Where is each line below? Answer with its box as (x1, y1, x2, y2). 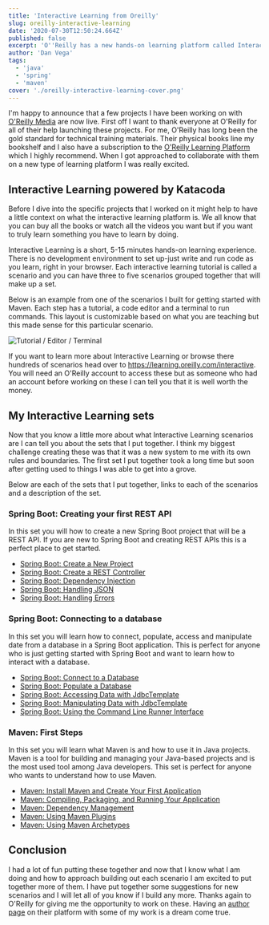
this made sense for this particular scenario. (8, 320, 154, 330)
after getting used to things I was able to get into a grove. (8, 465, 198, 473)
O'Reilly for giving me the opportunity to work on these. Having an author (8, 899, 250, 908)
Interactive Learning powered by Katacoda (8, 182, 226, 197)
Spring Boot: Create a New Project (19, 559, 134, 569)
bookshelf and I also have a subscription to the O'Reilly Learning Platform (8, 142, 251, 152)
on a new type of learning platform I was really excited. (8, 160, 190, 169)
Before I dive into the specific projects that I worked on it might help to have (8, 204, 259, 213)
